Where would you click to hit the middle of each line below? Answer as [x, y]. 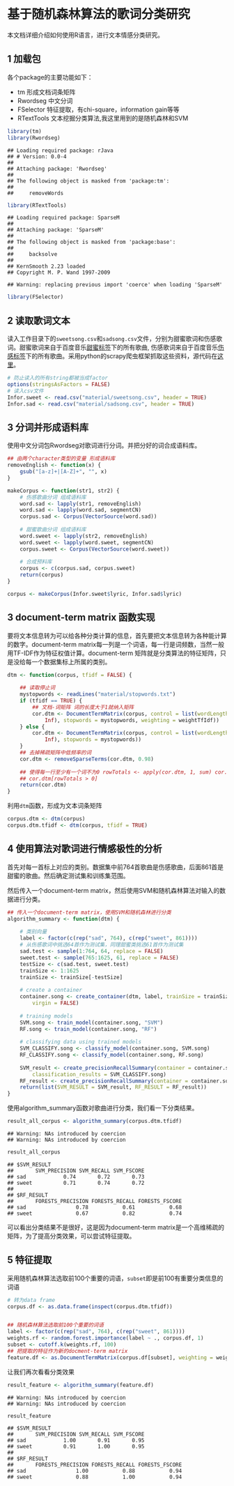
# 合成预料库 [36, 562]
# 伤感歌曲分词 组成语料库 [53, 497]
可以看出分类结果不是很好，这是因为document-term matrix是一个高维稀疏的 [116, 1227]
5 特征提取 [30, 1260]
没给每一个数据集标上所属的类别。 [62, 661]
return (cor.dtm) [44, 785]
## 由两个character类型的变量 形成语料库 [61, 459]
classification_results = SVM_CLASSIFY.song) [100, 1074]
